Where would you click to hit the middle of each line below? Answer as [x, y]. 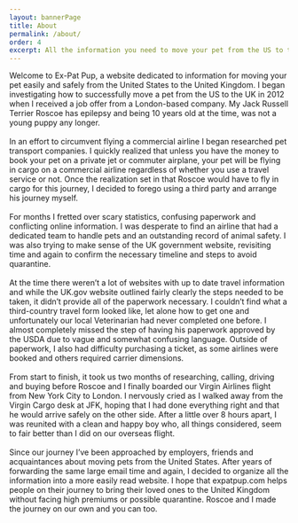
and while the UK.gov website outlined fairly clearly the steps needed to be [146, 293]
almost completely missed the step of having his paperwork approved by [142, 330]
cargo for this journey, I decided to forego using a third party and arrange [143, 189]
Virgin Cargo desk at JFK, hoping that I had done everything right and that [144, 405]
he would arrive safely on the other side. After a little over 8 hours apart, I [143, 415]
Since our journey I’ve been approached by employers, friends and [131, 452]
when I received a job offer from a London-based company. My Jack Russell [149, 104]
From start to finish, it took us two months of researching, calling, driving [142, 377]
